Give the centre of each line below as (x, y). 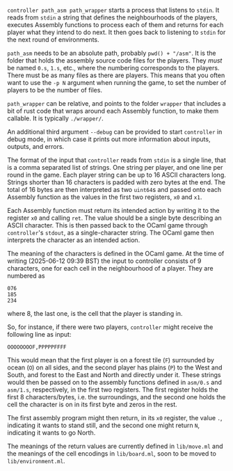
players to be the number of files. (55, 90)
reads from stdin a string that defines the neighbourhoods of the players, (112, 17)
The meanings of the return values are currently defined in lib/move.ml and (115, 446)
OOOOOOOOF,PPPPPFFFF (37, 347)
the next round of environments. (53, 40)
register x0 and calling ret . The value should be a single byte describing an (115, 218)
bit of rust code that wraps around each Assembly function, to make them (113, 111)
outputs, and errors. (36, 146)
